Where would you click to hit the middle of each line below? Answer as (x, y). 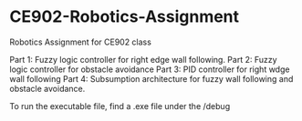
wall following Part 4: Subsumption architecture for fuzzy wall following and (151, 78)
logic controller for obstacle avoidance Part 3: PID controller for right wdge (150, 69)
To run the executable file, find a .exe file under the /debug (120, 106)
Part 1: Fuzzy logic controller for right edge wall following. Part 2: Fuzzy (143, 59)
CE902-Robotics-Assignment (125, 17)
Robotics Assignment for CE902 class (81, 42)
